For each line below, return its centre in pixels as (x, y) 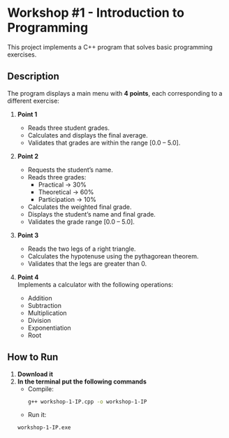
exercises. (22, 54)
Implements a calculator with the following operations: (95, 284)
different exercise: (33, 101)
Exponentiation (49, 328)
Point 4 (28, 277)
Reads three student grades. (69, 128)
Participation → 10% (67, 199)
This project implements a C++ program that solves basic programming (110, 47)
